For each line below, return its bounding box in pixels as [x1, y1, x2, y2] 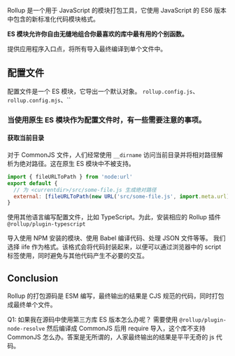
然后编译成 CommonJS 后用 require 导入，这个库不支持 [46, 324, 206, 333]
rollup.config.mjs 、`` [7, 95, 71, 104]
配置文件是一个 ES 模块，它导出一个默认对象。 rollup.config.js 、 [7, 87, 199, 95]
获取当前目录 [7, 134, 44, 142]
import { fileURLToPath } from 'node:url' [7, 173, 133, 180]
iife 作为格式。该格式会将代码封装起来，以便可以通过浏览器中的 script [20, 242, 222, 251]
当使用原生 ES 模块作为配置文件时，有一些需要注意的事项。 [7, 115, 206, 125]
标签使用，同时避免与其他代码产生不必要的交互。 [7, 252, 148, 260]
